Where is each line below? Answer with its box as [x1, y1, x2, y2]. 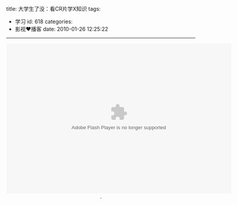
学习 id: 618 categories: [14, 18, 73, 25]
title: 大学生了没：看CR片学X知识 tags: [6, 5, 101, 12]
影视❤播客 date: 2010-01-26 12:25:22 [14, 26, 109, 32]
